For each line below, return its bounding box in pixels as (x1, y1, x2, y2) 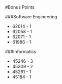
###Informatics (5, 49, 36, 54)
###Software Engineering (5, 14, 58, 19)
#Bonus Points (5, 4, 35, 10)
